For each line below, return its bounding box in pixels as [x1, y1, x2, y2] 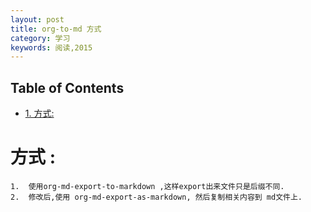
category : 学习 [10, 33, 71, 43]
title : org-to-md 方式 [10, 24, 102, 34]
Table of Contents [10, 79, 125, 96]
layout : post [10, 14, 65, 25]
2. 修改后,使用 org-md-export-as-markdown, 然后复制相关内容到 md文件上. [10, 192, 303, 202]
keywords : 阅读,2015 [10, 42, 93, 53]
